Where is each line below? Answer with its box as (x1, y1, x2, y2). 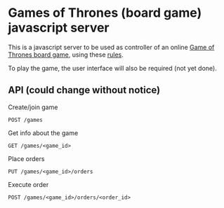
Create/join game (8, 103, 58, 111)
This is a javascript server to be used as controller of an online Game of (8, 43, 215, 51)
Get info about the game (8, 128, 79, 137)
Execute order (8, 180, 49, 188)
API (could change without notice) (8, 84, 161, 96)
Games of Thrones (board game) (8, 5, 202, 21)
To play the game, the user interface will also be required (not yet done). (8, 64, 217, 72)
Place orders (8, 154, 45, 162)
